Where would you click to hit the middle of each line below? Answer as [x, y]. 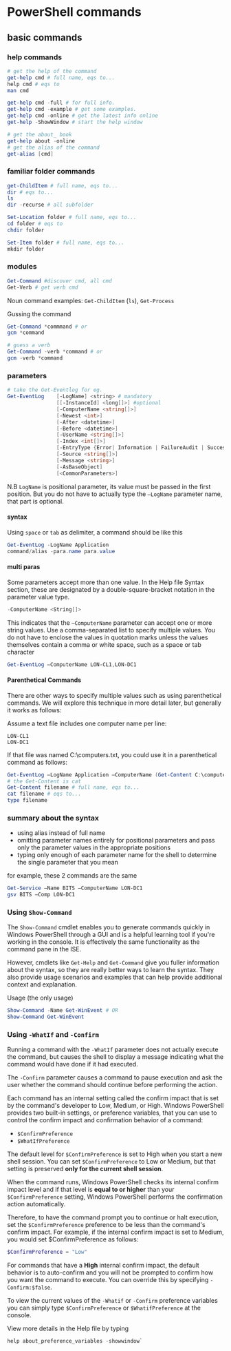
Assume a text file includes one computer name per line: [87, 723]
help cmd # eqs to [33, 84]
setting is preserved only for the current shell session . [85, 1169]
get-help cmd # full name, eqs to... [61, 78]
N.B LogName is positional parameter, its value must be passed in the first [109, 486]
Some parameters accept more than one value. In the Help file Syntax [106, 582]
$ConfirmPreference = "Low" [47, 1252]
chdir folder [26, 230]
